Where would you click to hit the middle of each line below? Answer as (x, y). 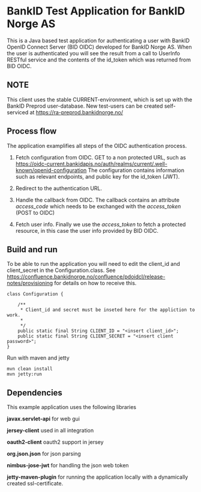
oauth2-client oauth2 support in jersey (55, 442)
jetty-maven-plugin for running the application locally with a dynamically (97, 477)
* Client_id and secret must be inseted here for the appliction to (108, 310)
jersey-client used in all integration (50, 431)
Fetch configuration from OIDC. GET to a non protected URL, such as (101, 157)
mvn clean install (30, 369)
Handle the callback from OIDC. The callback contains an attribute (97, 200)
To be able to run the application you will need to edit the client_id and (94, 264)
